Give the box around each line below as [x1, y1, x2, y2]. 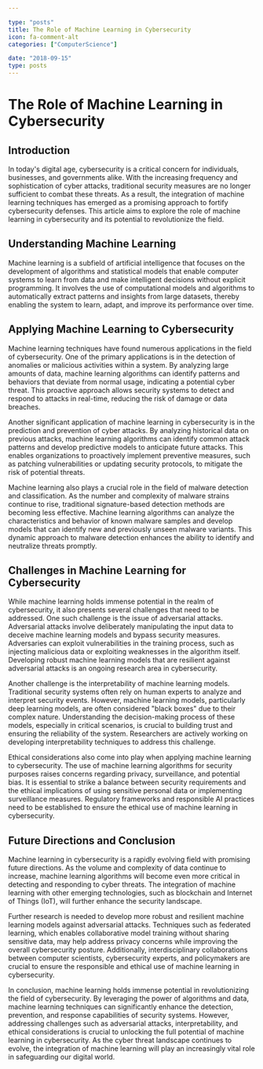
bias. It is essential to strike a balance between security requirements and [8, 777, 247, 787]
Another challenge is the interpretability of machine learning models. [8, 679, 230, 689]
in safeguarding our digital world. [8, 1052, 115, 1062]
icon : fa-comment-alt [8, 33, 79, 41]
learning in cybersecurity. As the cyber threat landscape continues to [8, 1035, 232, 1045]
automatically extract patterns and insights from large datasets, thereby [8, 292, 239, 301]
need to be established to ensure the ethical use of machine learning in [8, 803, 238, 812]
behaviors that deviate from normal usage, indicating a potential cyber [8, 377, 236, 386]
